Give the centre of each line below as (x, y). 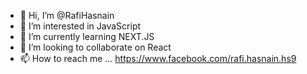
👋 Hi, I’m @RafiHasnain (67, 15)
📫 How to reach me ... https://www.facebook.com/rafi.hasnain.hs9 (158, 58)
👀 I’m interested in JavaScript (80, 26)
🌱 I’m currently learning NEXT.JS (87, 36)
